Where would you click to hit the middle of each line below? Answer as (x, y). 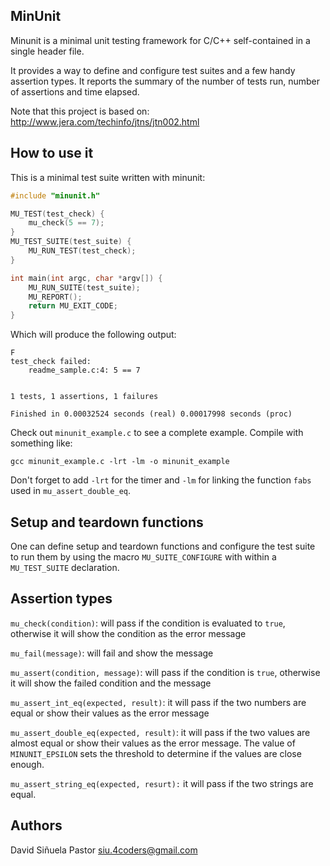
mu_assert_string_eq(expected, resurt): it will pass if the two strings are (162, 783)
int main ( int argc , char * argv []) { (86, 278)
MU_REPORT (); (55, 297)
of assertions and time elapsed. (75, 91)
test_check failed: (51, 362)
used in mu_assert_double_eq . (71, 491)
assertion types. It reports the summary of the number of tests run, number (165, 81)
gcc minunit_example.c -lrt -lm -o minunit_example (120, 462)
